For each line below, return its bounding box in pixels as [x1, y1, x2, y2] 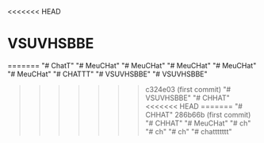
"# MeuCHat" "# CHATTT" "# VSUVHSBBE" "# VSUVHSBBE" [7, 69, 208, 79]
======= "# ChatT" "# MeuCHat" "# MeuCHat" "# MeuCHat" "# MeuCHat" [7, 60, 257, 70]
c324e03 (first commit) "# [145, 84, 231, 94]
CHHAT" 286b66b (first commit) [145, 110, 251, 119]
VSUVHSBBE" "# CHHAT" [145, 93, 231, 102]
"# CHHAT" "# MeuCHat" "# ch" [145, 118, 251, 128]
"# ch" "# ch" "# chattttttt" [145, 126, 232, 136]
